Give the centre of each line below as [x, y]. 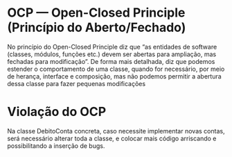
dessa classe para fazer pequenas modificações [77, 83]
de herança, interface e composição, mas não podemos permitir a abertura [114, 76]
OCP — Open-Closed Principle [96, 13]
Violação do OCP [57, 112]
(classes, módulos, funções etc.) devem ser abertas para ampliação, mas [112, 54]
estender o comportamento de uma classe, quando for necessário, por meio [116, 69]
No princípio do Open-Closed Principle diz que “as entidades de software [112, 47]
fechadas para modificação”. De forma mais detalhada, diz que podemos [111, 61]
